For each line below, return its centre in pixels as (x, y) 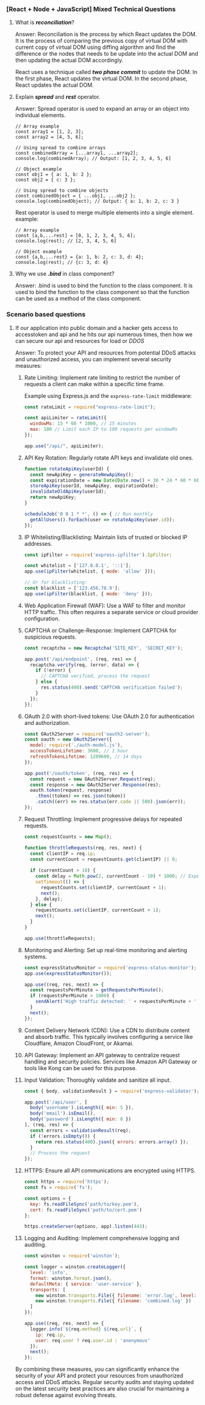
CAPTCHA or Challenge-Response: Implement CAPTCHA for (100, 630)
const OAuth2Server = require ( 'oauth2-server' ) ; (87, 734)
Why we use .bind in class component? (65, 274)
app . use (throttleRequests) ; (60, 938)
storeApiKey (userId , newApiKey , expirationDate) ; (94, 486)
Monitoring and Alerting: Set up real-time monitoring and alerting (106, 950)
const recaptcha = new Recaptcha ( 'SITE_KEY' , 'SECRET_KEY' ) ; (103, 648)
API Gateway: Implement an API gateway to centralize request (102, 1055)
